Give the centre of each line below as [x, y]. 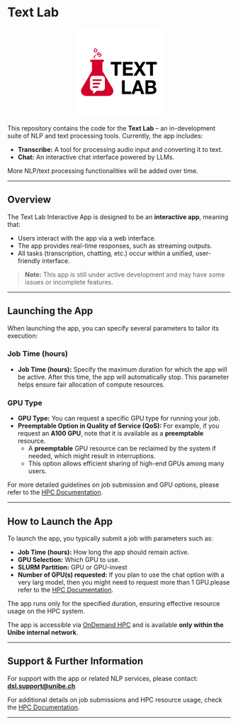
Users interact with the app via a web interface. [87, 238]
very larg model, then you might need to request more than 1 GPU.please [124, 582]
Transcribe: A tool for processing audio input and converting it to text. [120, 149]
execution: [23, 336]
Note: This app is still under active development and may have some [125, 275]
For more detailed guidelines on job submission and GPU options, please [113, 485]
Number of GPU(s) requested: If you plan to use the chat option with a [121, 575]
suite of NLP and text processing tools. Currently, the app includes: [105, 135]
